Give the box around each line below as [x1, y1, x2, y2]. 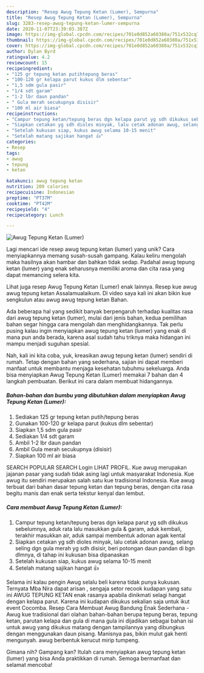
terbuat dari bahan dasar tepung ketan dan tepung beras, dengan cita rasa [6, 483, 193, 491]
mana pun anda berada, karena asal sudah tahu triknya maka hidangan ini [6, 333, 191, 341]
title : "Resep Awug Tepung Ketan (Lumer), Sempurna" [6, 15, 143, 21]
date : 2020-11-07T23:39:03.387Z [6, 26, 88, 32]
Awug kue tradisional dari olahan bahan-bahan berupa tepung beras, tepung [6, 611, 198, 618]
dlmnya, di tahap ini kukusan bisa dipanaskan [15, 551, 129, 559]
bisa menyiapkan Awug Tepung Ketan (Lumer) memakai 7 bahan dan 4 [6, 371, 183, 378]
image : [6, 32, 23, 38]
